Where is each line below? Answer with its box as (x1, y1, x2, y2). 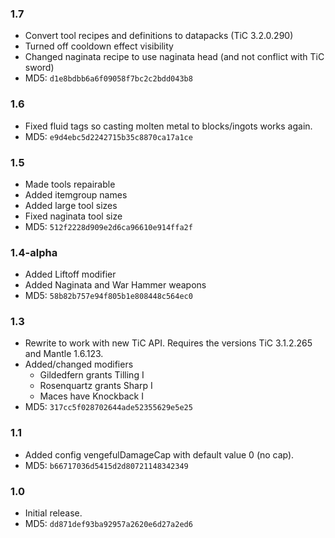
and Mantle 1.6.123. (24, 348, 104, 360)
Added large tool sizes (24, 199, 118, 211)
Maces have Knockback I (39, 390, 144, 402)
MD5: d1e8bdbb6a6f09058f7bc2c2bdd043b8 (24, 72, 193, 84)
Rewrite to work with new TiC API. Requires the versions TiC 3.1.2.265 (24, 337, 313, 349)
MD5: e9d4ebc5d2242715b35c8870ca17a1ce (24, 130, 193, 142)
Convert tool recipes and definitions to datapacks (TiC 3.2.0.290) (24, 30, 294, 42)
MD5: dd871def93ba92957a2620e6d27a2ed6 (24, 518, 193, 530)
